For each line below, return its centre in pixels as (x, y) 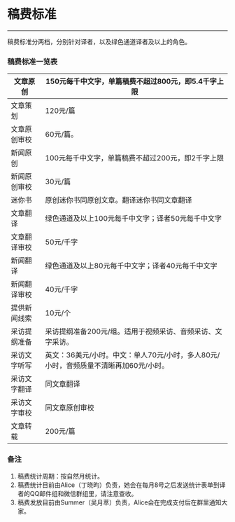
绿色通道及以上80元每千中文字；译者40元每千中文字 (131, 266)
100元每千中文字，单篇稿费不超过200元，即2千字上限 (135, 158)
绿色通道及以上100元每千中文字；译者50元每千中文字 (134, 219)
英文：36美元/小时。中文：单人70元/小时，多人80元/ (133, 355)
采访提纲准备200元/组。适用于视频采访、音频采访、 (130, 331)
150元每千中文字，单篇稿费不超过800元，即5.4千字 (131, 81)
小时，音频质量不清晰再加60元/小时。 (107, 366)
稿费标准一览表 (33, 62)
